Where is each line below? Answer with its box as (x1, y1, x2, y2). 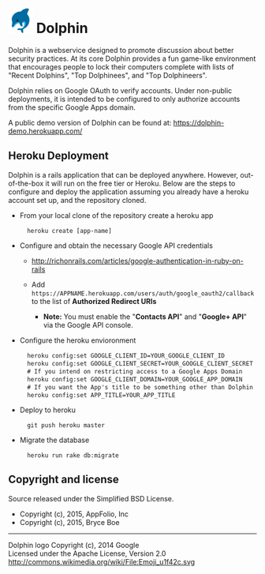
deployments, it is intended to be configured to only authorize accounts (8, 94, 241, 103)
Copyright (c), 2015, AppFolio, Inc (19, 509, 129, 519)
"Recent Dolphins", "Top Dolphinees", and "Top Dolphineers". (8, 70, 207, 80)
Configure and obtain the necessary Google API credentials (19, 241, 213, 250)
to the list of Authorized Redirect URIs (31, 296, 157, 306)
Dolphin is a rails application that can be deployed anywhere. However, (8, 170, 239, 179)
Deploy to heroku (19, 405, 77, 415)
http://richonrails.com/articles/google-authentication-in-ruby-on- (31, 256, 244, 265)
